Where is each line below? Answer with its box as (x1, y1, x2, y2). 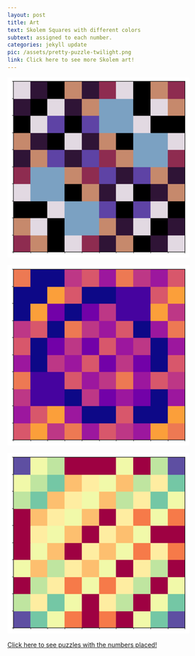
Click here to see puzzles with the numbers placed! (7, 640, 157, 649)
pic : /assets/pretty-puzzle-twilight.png (7, 49, 132, 56)
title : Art (7, 18, 40, 26)
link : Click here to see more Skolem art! (7, 57, 135, 64)
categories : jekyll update (7, 41, 87, 49)
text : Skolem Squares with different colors (7, 26, 141, 33)
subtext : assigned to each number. (7, 34, 113, 41)
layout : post (7, 11, 46, 18)
